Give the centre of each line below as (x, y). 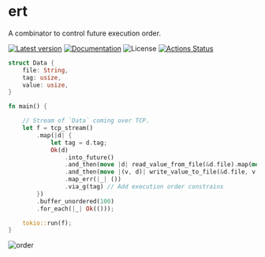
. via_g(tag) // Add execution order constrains (144, 187)
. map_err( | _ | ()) (93, 180)
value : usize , (45, 85)
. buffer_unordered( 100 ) (75, 201)
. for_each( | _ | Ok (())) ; (75, 209)
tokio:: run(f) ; (47, 223)
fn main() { (28, 106)
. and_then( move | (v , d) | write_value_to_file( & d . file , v (160, 172)
